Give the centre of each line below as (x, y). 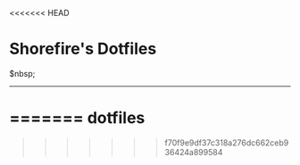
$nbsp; (22, 73)
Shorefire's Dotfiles (83, 49)
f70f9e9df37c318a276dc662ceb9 (227, 143)
